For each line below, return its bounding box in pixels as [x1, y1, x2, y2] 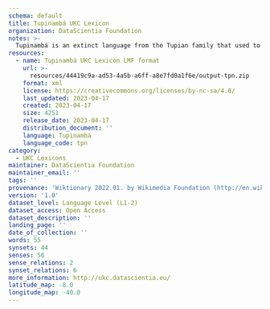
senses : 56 [8, 251, 45, 259]
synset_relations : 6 [8, 266, 78, 274]
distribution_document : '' [22, 124, 113, 132]
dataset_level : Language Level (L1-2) [8, 199, 138, 207]
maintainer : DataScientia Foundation [8, 162, 135, 170]
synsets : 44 [8, 244, 48, 252]
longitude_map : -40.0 [8, 289, 81, 297]
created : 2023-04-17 [22, 101, 92, 109]
